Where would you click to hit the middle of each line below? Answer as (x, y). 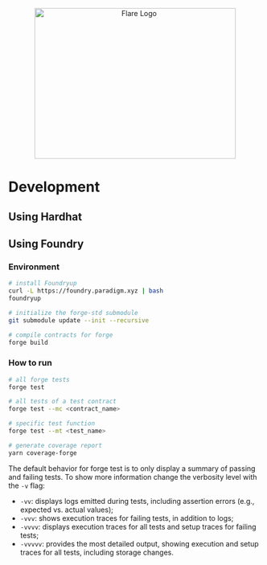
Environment (34, 267)
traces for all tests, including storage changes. (97, 552)
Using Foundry (46, 244)
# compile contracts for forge (61, 335)
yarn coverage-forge (43, 453)
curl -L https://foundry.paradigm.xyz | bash (86, 291)
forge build (28, 342)
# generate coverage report (55, 445)
